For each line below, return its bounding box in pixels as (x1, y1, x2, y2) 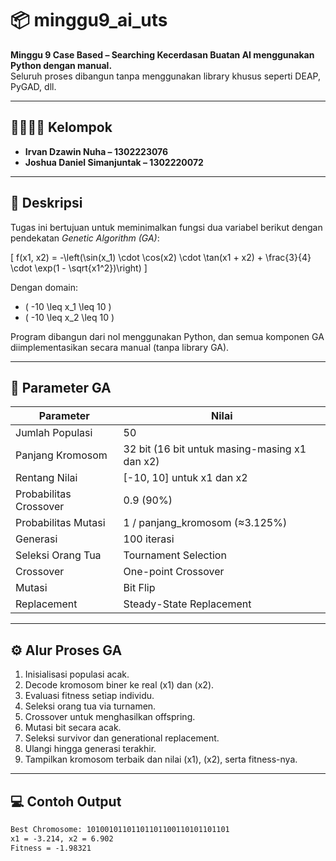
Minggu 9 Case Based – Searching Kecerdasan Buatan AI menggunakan (10, 48, 315, 61)
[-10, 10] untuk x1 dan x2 (123, 471, 248, 485)
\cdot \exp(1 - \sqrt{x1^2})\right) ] (10, 262, 148, 274)
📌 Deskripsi (10, 195, 83, 212)
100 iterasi (123, 532, 175, 546)
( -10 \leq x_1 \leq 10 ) (24, 300, 112, 312)
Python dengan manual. (10, 59, 113, 71)
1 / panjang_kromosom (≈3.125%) (123, 516, 288, 530)
